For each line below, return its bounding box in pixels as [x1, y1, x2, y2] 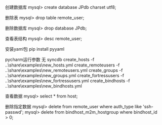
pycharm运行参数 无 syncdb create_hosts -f [5, 57, 95, 62]
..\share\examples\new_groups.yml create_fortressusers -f [5, 73, 124, 78]
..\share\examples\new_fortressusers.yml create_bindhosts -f [5, 78, 130, 84]
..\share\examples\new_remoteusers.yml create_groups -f [5, 67, 123, 73]
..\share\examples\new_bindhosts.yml [5, 83, 82, 89]
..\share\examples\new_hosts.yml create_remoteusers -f [5, 62, 120, 68]
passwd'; [5, 109, 24, 115]
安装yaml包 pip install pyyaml [5, 46, 65, 52]
